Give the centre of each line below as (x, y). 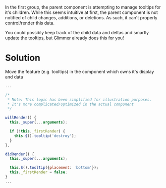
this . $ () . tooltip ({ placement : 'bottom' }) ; (54, 168)
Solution (23, 58)
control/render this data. (30, 23)
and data (14, 77)
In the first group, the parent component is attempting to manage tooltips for (83, 7)
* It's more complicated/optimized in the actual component (71, 104)
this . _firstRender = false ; (39, 172)
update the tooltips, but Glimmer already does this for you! (65, 38)
